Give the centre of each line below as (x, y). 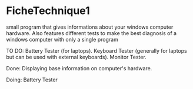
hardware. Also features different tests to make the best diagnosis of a (91, 33)
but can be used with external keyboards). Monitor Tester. (76, 57)
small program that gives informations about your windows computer (90, 27)
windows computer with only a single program (62, 39)
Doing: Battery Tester (32, 80)
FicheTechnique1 (48, 11)
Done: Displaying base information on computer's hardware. (79, 68)
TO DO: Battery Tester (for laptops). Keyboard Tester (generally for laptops (96, 50)
